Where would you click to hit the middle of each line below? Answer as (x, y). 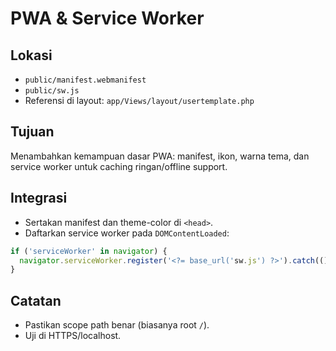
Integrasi (39, 198)
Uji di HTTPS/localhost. (73, 336)
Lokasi (31, 55)
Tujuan (32, 132)
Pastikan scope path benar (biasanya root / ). (117, 325)
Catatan (36, 300)
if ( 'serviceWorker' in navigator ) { (89, 251)
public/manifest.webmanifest (85, 80)
